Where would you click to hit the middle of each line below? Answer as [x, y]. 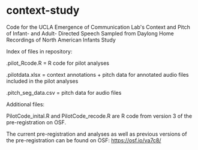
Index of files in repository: [39, 51]
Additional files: [25, 104]
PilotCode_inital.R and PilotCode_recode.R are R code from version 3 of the [99, 116]
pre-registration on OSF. [36, 122]
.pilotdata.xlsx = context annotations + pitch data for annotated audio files [97, 74]
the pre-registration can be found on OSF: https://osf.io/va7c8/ [84, 140]
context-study [43, 10]
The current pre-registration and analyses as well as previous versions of [97, 134]
